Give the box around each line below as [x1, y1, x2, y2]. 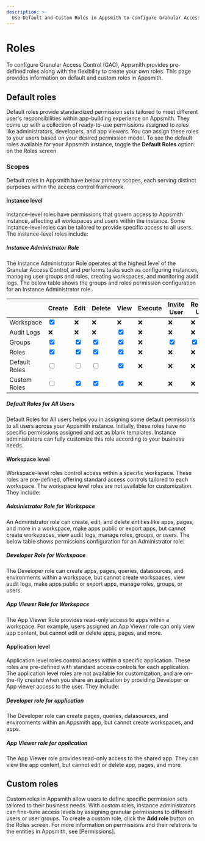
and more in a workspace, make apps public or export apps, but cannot [6, 525, 186, 532]
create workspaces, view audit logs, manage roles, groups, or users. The [6, 531, 190, 539]
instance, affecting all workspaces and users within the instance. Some [6, 217, 185, 224]
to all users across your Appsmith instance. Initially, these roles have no [6, 422, 186, 429]
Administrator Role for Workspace [6, 503, 96, 510]
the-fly [6, 676, 23, 683]
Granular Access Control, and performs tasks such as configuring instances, [6, 266, 199, 273]
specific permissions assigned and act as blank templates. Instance [6, 428, 176, 436]
